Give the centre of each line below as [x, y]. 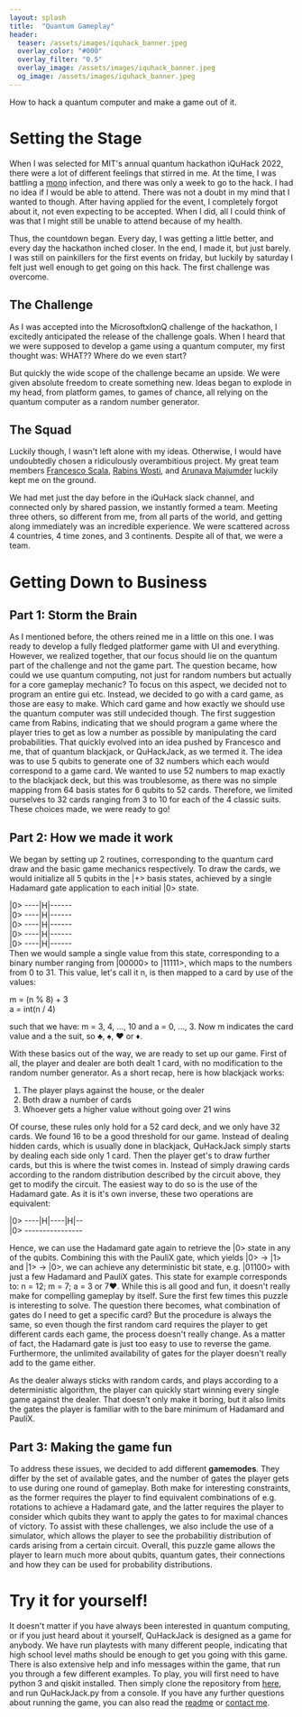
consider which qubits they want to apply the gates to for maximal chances [149, 1516]
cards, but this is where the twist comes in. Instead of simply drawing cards [150, 1165]
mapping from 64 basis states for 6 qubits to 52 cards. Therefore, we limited [151, 790]
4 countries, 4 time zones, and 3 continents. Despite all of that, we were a [146, 536]
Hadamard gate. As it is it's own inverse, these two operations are [132, 1194]
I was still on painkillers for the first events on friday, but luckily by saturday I [151, 257]
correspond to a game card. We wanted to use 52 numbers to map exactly [147, 771]
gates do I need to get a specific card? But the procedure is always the [141, 1315]
